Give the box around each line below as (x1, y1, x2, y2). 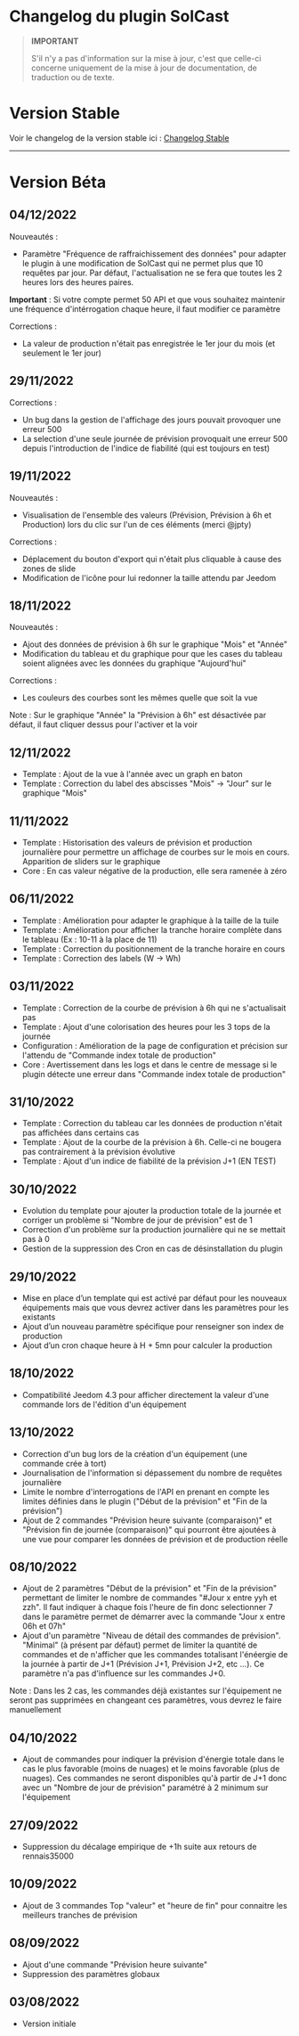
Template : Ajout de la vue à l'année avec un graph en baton (21, 769, 243, 780)
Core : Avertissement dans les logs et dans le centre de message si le (21, 1059, 278, 1070)
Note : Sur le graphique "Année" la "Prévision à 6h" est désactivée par (9, 710, 267, 721)
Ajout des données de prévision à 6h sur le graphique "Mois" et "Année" (21, 639, 287, 650)
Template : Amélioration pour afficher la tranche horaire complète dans (21, 924, 282, 935)
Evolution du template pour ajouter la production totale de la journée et (21, 1206, 282, 1216)
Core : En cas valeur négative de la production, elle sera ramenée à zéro (21, 865, 287, 876)
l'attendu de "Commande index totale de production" (21, 1050, 216, 1060)
